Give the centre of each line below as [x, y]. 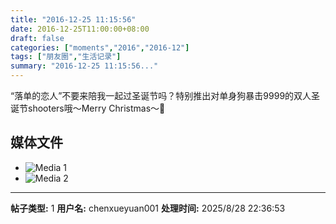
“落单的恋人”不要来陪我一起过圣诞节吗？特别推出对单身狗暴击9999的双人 [161, 95]
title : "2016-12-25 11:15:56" [73, 19]
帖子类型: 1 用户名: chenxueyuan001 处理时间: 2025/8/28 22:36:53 [148, 208]
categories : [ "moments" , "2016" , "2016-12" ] [100, 47]
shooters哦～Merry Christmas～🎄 [96, 108]
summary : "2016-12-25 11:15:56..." [84, 66]
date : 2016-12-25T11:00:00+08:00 [80, 29]
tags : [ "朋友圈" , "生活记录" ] [66, 57]
